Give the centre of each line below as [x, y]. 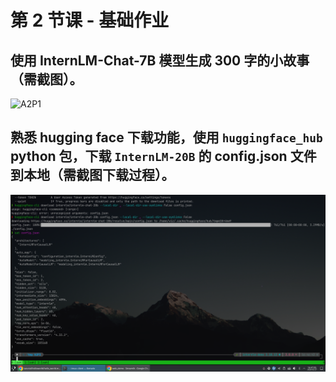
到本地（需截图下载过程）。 [92, 175]
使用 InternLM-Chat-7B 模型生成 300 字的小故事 [160, 60]
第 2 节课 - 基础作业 [90, 20]
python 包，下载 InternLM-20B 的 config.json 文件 [163, 156]
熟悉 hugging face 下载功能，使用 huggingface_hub [166, 137]
